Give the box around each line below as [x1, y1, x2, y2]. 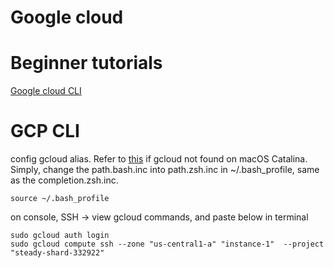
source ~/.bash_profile [10, 194, 110, 204]
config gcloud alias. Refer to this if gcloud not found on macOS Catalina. [10, 153, 308, 165]
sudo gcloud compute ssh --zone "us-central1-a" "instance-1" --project [10, 239, 325, 250]
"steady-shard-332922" [10, 248, 105, 258]
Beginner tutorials [10, 52, 163, 75]
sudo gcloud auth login [10, 231, 110, 241]
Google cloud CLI [10, 85, 82, 97]
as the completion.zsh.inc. [10, 174, 119, 186]
